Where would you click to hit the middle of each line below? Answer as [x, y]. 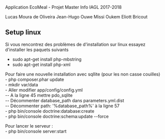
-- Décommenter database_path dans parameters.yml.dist [65, 100]
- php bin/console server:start [36, 131]
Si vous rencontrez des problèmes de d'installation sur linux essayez [75, 44]
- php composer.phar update [35, 79]
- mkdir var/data [22, 84]
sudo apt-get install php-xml [41, 65]
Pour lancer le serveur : [29, 126]
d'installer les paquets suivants [37, 50]
